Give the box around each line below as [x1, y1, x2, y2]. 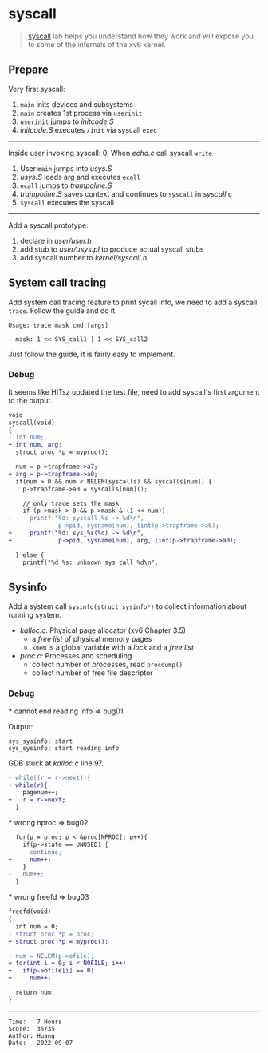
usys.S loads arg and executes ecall [19, 172, 141, 181]
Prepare [8, 63, 49, 77]
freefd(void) [8, 908, 52, 916]
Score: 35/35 [8, 1024, 56, 1033]
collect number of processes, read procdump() [31, 660, 183, 670]
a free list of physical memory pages [31, 634, 152, 644]
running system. [8, 610, 61, 620]
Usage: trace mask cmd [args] [8, 321, 109, 329]
